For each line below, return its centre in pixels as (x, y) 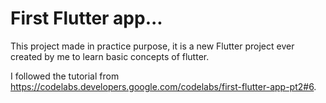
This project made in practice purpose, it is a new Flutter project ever (152, 46)
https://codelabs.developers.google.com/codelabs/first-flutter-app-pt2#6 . (163, 86)
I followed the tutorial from (65, 76)
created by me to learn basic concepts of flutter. (110, 56)
